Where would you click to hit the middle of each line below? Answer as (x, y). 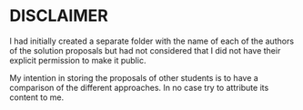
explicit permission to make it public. (78, 60)
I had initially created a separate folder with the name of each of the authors (151, 41)
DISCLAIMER (59, 16)
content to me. (37, 97)
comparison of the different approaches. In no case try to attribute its (139, 87)
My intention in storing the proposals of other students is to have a (134, 77)
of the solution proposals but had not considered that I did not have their (145, 50)
